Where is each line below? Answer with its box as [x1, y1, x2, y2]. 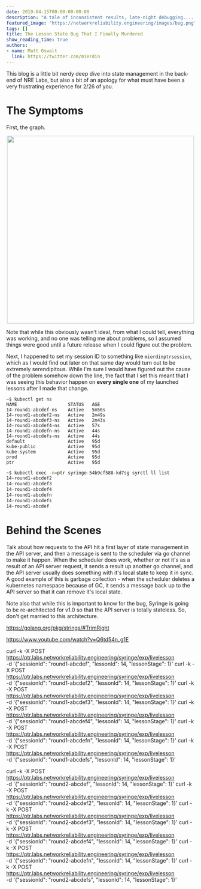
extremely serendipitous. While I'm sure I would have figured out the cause [6, 365, 191, 372]
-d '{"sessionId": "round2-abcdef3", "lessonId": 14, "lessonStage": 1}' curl [6, 818, 188, 826]
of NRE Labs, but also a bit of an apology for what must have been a [17, 76, 185, 83]
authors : [6, 43, 28, 49]
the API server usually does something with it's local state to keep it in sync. [6, 569, 194, 576]
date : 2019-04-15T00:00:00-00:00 [6, 8, 90, 15]
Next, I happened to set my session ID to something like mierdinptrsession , [6, 353, 192, 360]
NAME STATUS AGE [6, 401, 100, 407]
